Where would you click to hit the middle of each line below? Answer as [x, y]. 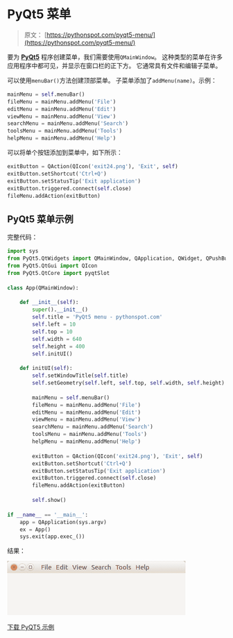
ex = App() [35, 529]
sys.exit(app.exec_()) [52, 537]
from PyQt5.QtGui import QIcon [52, 266]
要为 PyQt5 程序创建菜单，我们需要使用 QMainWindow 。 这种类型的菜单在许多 [115, 57]
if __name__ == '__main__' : [48, 514]
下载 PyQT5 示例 [31, 627]
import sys [23, 251]
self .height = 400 [59, 346]
